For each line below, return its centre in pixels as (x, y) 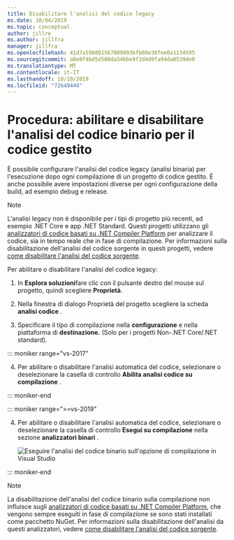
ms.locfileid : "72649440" (45, 85)
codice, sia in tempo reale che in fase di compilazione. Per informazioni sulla (117, 241)
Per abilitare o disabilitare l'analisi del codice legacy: (82, 270)
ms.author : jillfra (36, 40)
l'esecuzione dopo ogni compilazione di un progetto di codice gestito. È (110, 176)
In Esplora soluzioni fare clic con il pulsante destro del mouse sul (111, 283)
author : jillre (29, 33)
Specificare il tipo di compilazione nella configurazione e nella (107, 325)
